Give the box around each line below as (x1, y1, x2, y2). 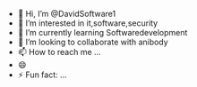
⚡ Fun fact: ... (17, 69, 67, 80)
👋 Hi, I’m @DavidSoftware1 (17, 9, 116, 19)
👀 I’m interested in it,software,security (17, 18, 158, 28)
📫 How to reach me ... (17, 47, 101, 57)
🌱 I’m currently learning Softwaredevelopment (17, 28, 188, 37)
